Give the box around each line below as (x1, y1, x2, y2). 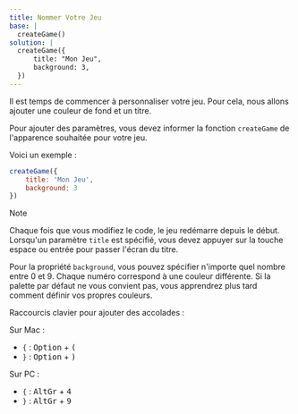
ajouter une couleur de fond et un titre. (9, 105, 152, 116)
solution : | (9, 38, 54, 47)
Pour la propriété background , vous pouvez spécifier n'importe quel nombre (9, 261, 286, 273)
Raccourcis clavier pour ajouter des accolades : (9, 308, 185, 318)
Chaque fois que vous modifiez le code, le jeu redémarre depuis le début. (9, 225, 280, 236)
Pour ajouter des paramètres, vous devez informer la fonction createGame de (9, 123, 290, 133)
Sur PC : (9, 368, 40, 380)
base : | (9, 21, 38, 30)
